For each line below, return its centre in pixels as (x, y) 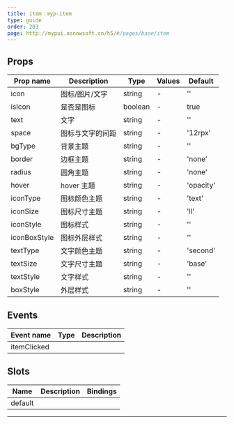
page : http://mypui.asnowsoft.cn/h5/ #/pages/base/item (88, 33)
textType (25, 250)
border (22, 159)
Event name (31, 335)
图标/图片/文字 (84, 94)
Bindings (102, 391)
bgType (23, 146)
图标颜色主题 (81, 199)
